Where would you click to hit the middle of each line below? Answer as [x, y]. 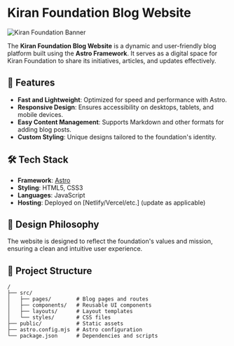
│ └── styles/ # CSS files [59, 318]
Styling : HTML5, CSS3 [50, 188]
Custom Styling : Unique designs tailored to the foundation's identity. [117, 137]
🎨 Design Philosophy [53, 224]
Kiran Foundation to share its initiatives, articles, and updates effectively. [112, 60]
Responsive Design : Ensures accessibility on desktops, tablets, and [115, 107]
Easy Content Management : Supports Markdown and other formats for [121, 122]
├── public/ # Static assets [66, 324]
